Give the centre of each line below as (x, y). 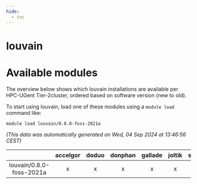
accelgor (68, 155)
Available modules (52, 72)
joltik (175, 155)
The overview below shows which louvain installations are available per (92, 89)
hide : (13, 11)
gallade (152, 155)
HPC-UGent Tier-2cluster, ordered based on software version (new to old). (96, 95)
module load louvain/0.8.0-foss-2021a (53, 124)
